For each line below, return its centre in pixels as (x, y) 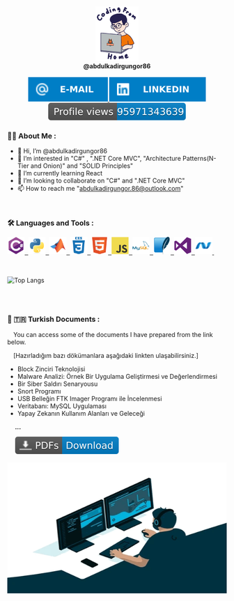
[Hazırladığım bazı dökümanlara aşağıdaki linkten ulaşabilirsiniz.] (106, 355)
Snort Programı (39, 391)
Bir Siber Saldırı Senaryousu (57, 384)
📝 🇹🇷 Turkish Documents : (54, 320)
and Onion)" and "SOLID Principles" (82, 166)
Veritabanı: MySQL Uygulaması (62, 406)
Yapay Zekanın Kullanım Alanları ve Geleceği (81, 413)
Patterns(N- (199, 158)
